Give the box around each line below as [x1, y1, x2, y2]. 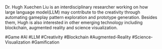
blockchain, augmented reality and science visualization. [5, 25, 118, 31]
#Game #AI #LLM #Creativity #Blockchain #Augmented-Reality [5, 34, 132, 40]
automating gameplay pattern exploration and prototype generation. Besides [5, 15, 158, 20]
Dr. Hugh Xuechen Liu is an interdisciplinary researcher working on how [5, 4, 148, 10]
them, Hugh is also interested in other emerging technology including [5, 19, 143, 25]
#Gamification [31, 39, 59, 45]
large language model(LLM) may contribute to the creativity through [5, 9, 140, 15]
